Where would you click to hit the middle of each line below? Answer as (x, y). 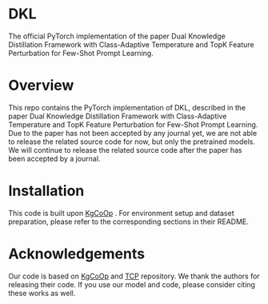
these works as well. (42, 293)
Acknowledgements (77, 254)
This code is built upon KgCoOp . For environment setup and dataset (121, 213)
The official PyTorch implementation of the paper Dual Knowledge (117, 36)
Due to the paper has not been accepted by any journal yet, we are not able (133, 133)
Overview (41, 86)
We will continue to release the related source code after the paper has (125, 150)
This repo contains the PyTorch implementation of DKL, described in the (127, 107)
